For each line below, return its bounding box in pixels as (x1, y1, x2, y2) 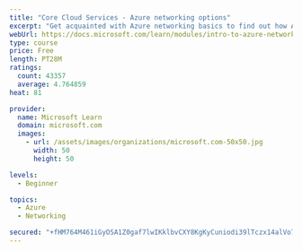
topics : (9, 195, 39, 204)
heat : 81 (9, 88, 42, 97)
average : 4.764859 (17, 80, 87, 89)
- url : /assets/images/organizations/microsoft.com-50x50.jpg (25, 138, 263, 147)
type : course (9, 38, 58, 48)
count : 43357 (17, 72, 67, 81)
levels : (9, 170, 39, 179)
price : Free (9, 47, 54, 56)
